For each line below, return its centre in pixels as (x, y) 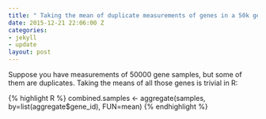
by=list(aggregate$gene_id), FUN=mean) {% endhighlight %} (108, 106)
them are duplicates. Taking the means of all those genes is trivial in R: (123, 83)
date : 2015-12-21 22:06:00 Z (56, 23)
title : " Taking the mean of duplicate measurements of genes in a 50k (129, 15)
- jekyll (23, 37)
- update (23, 45)
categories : (28, 30)
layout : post (30, 52)
